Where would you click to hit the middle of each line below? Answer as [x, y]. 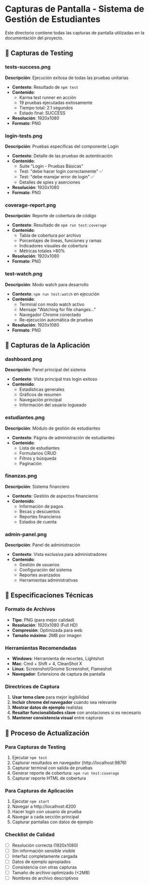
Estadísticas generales [42, 389]
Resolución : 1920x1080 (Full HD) [45, 625]
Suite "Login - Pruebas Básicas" [51, 166]
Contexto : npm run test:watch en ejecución [56, 294]
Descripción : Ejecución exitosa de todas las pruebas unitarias [67, 78]
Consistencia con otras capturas [44, 867]
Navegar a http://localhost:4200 [44, 807]
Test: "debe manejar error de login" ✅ [57, 176]
